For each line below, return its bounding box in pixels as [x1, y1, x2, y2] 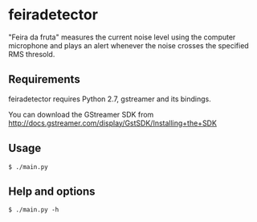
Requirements [8, 72, 80, 86]
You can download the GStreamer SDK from [8, 109, 154, 119]
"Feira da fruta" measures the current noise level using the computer [8, 32, 236, 42]
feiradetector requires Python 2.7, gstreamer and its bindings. [8, 94, 211, 104]
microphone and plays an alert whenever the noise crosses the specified [8, 40, 249, 50]
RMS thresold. [8, 49, 55, 59]
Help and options [8, 184, 96, 198]
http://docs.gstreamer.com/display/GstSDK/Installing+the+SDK [8, 118, 217, 128]
